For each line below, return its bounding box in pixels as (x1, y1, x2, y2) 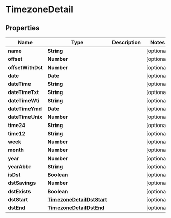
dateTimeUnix (8, 113, 42, 120)
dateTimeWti (8, 97, 40, 104)
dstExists (8, 188, 31, 195)
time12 (8, 130, 26, 137)
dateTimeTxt (8, 89, 39, 96)
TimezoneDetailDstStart (47, 196, 107, 203)
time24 (8, 122, 26, 129)
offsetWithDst (8, 64, 43, 71)
